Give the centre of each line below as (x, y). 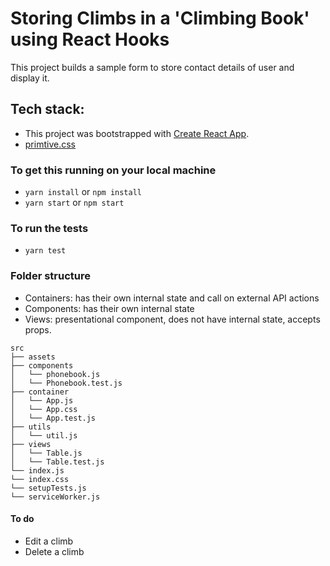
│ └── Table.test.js (57, 462)
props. (38, 329)
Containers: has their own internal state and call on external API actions (172, 298)
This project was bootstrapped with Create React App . (137, 133)
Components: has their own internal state (109, 308)
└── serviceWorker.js (55, 497)
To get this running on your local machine (113, 170)
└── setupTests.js (48, 488)
